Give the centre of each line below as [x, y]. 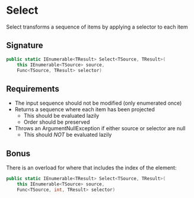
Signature [25, 45]
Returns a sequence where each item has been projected [85, 109]
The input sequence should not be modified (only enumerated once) [98, 103]
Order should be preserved [57, 122]
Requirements [33, 89]
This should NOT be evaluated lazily [68, 135]
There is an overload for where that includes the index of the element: [91, 168]
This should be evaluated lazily [61, 116]
